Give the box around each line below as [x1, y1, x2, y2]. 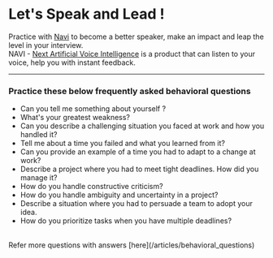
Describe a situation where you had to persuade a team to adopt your [19, 199, 253, 209]
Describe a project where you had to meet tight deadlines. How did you [19, 164, 259, 174]
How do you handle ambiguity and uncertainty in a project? [19, 190, 219, 200]
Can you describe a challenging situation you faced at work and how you [19, 121, 265, 131]
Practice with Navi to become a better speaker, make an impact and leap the [8, 32, 264, 41]
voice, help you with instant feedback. [8, 58, 136, 67]
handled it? [19, 130, 58, 140]
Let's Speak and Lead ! [8, 5, 165, 24]
